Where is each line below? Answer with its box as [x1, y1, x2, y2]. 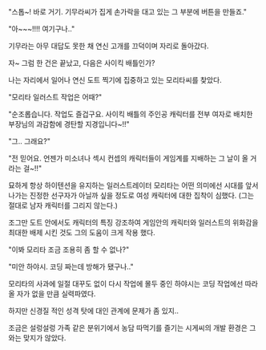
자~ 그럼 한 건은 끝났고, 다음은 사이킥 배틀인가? [8, 59, 155, 67]
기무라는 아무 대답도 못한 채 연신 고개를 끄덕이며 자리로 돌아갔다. [8, 41, 210, 51]
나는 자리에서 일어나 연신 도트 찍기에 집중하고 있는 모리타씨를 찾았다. [8, 75, 222, 84]
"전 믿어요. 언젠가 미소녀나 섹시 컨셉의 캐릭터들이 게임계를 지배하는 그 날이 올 [8, 153, 248, 163]
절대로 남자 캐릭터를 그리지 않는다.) [8, 201, 119, 210]
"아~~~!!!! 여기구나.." [8, 24, 75, 34]
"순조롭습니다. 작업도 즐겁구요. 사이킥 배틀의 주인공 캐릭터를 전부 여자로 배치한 [8, 109, 253, 119]
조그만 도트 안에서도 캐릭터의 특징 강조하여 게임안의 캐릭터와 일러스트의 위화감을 [8, 218, 259, 227]
